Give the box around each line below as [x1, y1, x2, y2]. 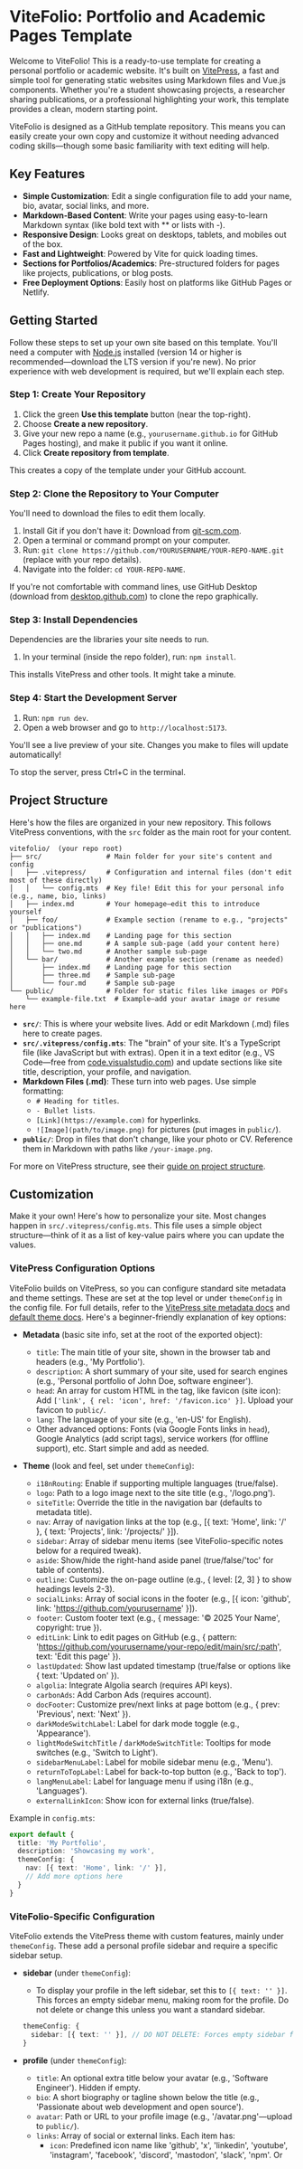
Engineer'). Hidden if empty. [35, 2082, 142, 2093]
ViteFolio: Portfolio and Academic [9, 6, 266, 27]
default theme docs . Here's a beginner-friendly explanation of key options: [9, 1312, 287, 1322]
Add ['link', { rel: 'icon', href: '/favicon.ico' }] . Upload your [35, 1395, 294, 1406]
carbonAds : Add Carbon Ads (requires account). [35, 1689, 212, 1700]
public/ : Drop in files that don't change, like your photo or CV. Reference [22, 1133, 293, 1144]
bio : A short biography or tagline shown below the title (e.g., [35, 2091, 260, 2102]
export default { [9, 1830, 75, 1839]
